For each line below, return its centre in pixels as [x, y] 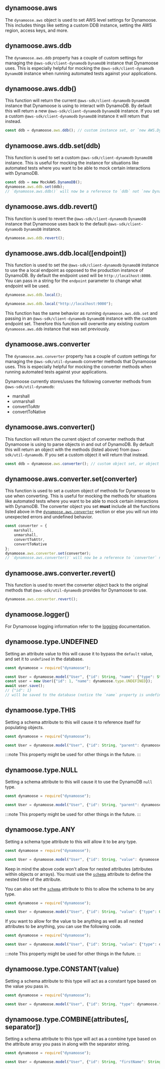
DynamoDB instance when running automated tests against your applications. [81, 73]
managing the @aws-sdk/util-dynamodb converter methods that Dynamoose [81, 361]
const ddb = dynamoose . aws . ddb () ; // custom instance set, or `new [76, 130]
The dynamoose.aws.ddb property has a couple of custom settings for [74, 57]
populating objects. [25, 727]
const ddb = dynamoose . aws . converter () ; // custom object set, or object [82, 464]
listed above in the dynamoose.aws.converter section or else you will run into [82, 512]
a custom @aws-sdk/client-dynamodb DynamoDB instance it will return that [77, 116]
